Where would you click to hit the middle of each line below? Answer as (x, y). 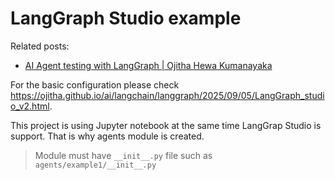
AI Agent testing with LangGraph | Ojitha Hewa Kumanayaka (148, 65)
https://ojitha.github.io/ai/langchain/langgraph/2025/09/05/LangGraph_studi (167, 95)
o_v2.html (30, 106)
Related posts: (40, 46)
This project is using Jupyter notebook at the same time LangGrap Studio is (166, 125)
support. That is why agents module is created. (107, 136)
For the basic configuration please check (95, 84)
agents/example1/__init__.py (95, 165)
